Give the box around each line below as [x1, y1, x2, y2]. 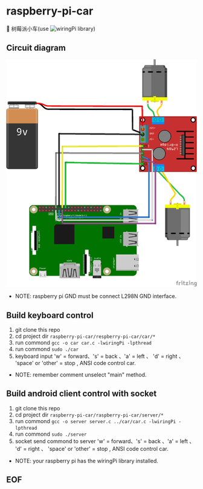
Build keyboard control [6, 310, 94, 320]
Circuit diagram [6, 43, 66, 53]
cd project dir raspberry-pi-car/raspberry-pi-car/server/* [14, 411, 164, 418]
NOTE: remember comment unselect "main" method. [14, 371, 147, 378]
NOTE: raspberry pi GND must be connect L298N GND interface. [14, 293, 177, 300]
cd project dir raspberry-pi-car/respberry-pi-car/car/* [14, 332, 156, 340]
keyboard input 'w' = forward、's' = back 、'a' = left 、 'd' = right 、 [14, 352, 184, 360]
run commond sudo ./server [14, 430, 87, 438]
